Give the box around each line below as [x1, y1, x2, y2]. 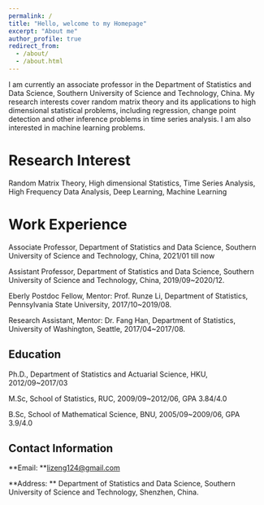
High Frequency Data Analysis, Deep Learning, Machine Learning [8, 186, 227, 196]
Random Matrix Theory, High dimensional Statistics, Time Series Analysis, [8, 178, 256, 188]
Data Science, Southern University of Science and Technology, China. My [8, 88, 255, 98]
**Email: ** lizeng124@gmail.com [8, 463, 120, 472]
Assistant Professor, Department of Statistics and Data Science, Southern [8, 266, 254, 276]
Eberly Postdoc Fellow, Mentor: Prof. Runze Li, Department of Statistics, [8, 290, 249, 301]
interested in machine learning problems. [8, 123, 146, 133]
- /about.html [15, 58, 63, 66]
